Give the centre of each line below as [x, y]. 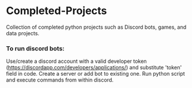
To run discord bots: [35, 48]
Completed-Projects [56, 11]
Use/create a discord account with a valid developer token [77, 61]
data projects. [23, 33]
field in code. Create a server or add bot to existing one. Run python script [96, 74]
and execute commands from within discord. [60, 80]
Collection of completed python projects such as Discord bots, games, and [96, 27]
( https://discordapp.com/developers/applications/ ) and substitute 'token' [94, 67]
